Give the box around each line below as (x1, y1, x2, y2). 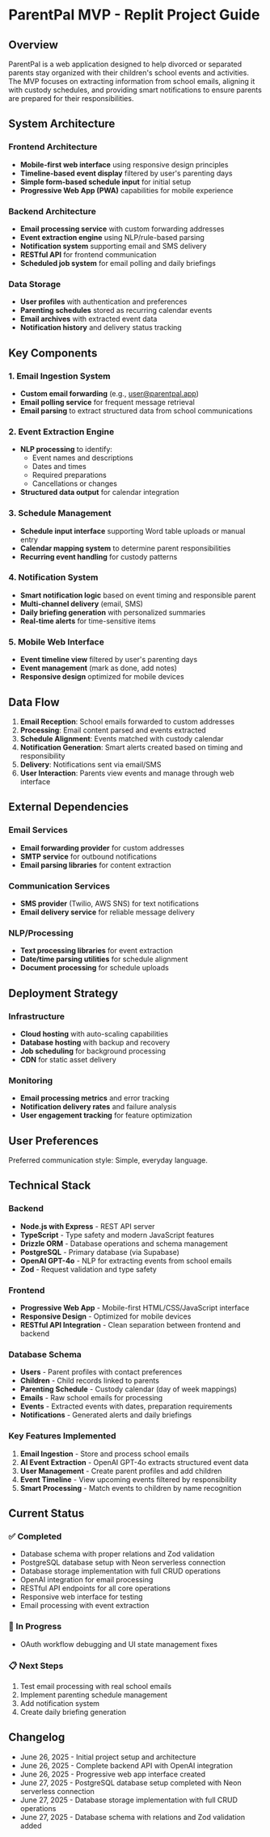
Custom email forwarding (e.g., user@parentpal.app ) (19, 388, 200, 398)
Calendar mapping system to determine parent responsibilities (19, 543, 231, 553)
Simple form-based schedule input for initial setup (19, 176, 192, 187)
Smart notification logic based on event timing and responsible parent (19, 590, 256, 600)
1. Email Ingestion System (8, 370, 111, 382)
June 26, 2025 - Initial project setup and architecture (19, 1752, 196, 1762)
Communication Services (8, 880, 111, 891)
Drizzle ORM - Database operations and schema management (19, 1239, 228, 1248)
